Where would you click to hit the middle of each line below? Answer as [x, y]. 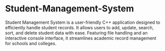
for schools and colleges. [31, 43]
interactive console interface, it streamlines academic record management [81, 38]
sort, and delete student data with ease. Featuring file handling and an [76, 33]
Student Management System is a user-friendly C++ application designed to [83, 22]
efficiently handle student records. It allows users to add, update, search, [80, 27]
